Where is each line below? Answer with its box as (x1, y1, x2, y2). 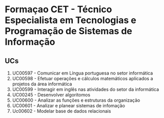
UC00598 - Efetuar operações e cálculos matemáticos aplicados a (12, 76, 153, 81)
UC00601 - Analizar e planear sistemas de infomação (12, 103, 125, 108)
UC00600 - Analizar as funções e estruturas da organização (12, 97, 140, 103)
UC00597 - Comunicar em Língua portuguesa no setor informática (12, 70, 153, 76)
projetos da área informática (12, 81, 72, 87)
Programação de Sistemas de (5, 26, 133, 37)
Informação (5, 36, 55, 48)
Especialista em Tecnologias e (5, 14, 136, 26)
